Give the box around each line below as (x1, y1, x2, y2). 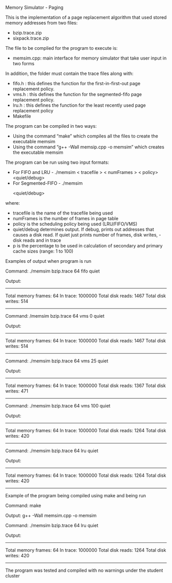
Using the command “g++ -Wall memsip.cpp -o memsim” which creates (12, 144, 165, 150)
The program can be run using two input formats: (5, 159, 109, 165)
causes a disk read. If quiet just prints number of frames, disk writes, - (12, 232, 161, 238)
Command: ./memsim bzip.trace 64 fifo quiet (5, 268, 100, 274)
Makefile (12, 113, 31, 119)
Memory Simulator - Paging (5, 5, 63, 10)
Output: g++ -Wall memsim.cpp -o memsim (5, 513, 97, 518)
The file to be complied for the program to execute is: (5, 45, 118, 51)
